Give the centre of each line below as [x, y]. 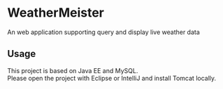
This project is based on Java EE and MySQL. [73, 70]
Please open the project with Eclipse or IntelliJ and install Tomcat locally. [112, 78]
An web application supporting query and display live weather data [104, 32]
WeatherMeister [56, 13]
